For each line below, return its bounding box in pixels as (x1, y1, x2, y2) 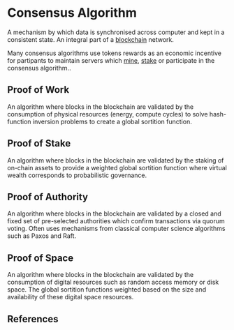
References (7, 313, 59, 325)
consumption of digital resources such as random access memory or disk (7, 278, 219, 287)
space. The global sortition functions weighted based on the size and (7, 285, 207, 294)
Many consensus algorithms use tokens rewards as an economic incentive (7, 49, 222, 57)
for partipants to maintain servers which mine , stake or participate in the (7, 56, 215, 64)
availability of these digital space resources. (7, 293, 134, 301)
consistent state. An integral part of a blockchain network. (7, 35, 175, 43)
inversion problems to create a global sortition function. (32, 117, 192, 126)
